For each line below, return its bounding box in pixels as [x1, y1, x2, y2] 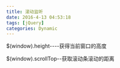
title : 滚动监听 [6, 8, 43, 15]
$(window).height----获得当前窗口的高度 [6, 42, 107, 50]
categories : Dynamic [6, 25, 58, 32]
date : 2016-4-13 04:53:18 [6, 14, 71, 20]
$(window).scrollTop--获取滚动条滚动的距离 [6, 55, 115, 63]
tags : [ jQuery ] [6, 20, 44, 26]
